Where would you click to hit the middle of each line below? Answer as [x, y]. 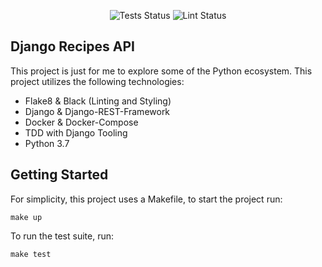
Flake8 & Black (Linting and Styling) [98, 101]
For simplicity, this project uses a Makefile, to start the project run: [146, 199]
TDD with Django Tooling [76, 132]
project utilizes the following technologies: [97, 81]
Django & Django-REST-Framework [97, 111]
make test [31, 254]
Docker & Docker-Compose [81, 122]
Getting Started [59, 175]
